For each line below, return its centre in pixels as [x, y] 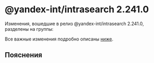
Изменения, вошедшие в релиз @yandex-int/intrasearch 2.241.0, [74, 24]
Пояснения [23, 55]
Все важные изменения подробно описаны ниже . [59, 39]
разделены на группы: [29, 29]
